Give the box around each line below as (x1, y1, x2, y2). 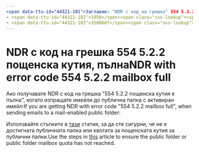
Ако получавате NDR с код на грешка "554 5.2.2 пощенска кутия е (6, 90, 175, 97)
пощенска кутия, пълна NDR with (6, 58, 176, 71)
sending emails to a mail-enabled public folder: (6, 109, 121, 116)
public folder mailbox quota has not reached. (6, 140, 115, 147)
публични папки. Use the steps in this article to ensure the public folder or (6, 133, 187, 140)
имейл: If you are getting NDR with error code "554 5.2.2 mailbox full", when (6, 103, 192, 110)
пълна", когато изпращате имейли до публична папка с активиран (6, 96, 175, 104)
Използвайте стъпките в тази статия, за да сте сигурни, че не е (6, 121, 167, 128)
